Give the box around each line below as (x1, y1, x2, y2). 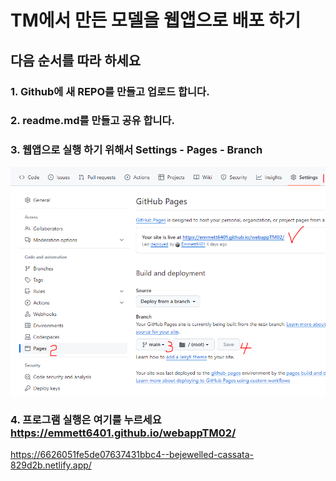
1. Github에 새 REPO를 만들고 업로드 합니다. (10, 84, 210, 98)
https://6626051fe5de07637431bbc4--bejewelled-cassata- (10, 448, 255, 460)
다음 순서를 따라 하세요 (10, 52, 142, 69)
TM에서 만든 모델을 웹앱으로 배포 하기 (10, 9, 302, 32)
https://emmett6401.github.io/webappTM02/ (10, 426, 237, 440)
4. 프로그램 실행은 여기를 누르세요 (10, 412, 162, 426)
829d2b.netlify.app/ (10, 459, 92, 471)
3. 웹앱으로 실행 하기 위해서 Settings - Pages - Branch (10, 143, 263, 157)
